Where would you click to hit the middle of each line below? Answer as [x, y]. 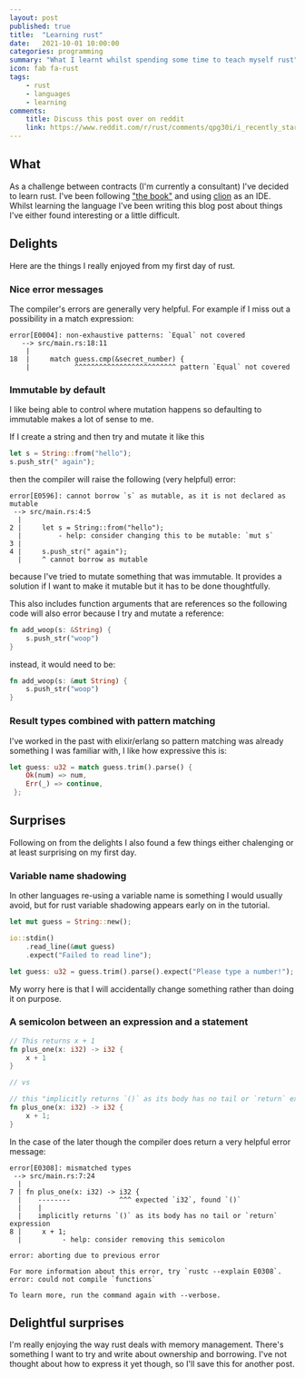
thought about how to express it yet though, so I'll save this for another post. [152, 1364]
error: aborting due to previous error [85, 1255]
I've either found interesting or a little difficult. [94, 215]
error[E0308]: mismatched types [70, 1168]
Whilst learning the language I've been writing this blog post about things [146, 205]
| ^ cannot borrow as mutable [83, 560]
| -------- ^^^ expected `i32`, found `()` [130, 1200]
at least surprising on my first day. [73, 852]
